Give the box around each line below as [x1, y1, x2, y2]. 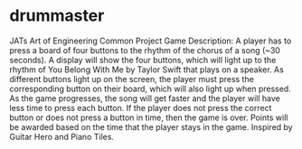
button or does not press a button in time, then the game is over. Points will [9, 112, 288, 123]
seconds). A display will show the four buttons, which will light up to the [9, 54, 277, 65]
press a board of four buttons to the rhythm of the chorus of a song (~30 [9, 44, 280, 55]
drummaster [9, 5, 105, 26]
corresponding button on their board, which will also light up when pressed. [9, 83, 291, 94]
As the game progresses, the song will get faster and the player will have [9, 92, 280, 104]
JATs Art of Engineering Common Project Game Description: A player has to [9, 35, 292, 46]
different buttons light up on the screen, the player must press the [9, 73, 255, 84]
